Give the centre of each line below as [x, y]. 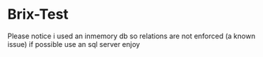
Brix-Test [38, 14]
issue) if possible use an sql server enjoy [74, 44]
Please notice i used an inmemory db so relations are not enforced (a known [131, 36]
